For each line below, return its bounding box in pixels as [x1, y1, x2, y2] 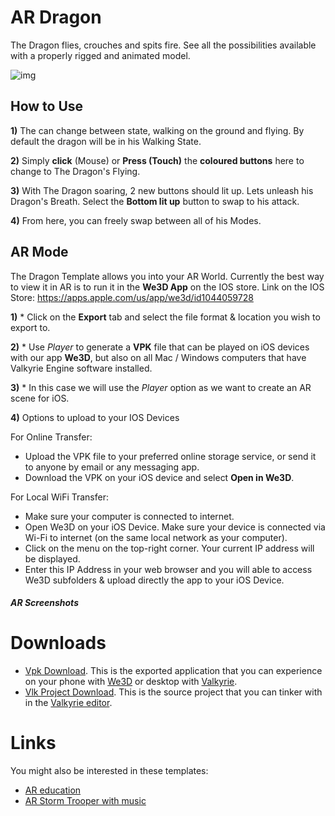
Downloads [10, 632, 107, 655]
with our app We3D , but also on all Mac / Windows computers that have [10, 351, 307, 363]
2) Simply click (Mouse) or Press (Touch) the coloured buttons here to [10, 154, 305, 166]
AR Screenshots [10, 597, 79, 609]
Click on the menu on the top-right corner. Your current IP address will [24, 542, 315, 554]
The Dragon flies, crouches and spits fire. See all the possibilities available [10, 39, 317, 51]
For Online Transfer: [10, 431, 93, 443]
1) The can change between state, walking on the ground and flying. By [10, 124, 305, 136]
